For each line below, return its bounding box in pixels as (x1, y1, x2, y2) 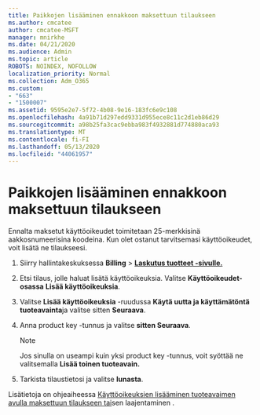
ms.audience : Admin (8, 48, 72, 56)
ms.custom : (8, 84, 44, 93)
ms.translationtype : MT (8, 128, 86, 136)
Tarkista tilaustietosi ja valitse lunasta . (19, 374, 144, 384)
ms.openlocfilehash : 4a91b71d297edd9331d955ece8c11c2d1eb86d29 (8, 114, 220, 122)
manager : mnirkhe (8, 33, 65, 42)
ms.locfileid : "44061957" (8, 150, 93, 158)
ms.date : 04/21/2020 (8, 41, 76, 49)
